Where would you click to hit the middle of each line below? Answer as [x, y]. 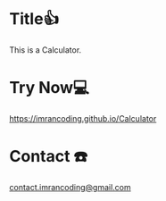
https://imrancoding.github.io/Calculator [83, 118]
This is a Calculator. [46, 50]
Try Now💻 [50, 88]
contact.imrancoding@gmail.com [70, 187]
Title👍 [34, 19]
